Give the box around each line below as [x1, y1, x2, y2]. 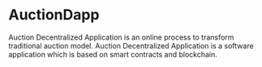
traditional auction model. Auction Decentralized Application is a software [8, 40, 254, 50]
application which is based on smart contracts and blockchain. [8, 49, 217, 59]
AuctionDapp [8, 6, 100, 24]
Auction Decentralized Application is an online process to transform [8, 32, 234, 42]
